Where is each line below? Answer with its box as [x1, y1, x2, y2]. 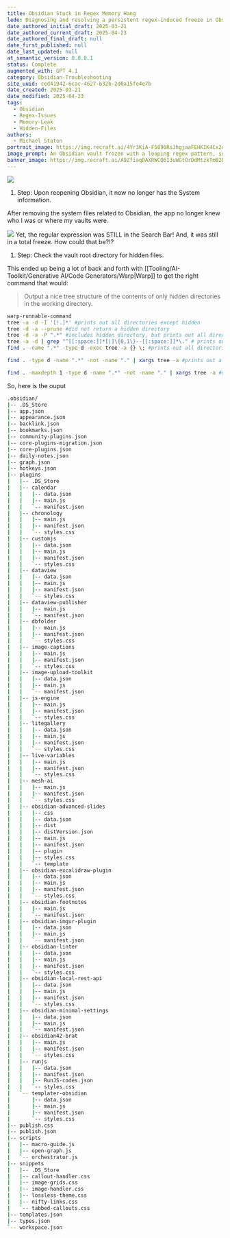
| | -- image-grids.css [7, 1179, 78, 1187]
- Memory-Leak [13, 118, 53, 126]
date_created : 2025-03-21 [7, 86, 81, 93]
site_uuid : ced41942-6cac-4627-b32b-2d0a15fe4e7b [7, 80, 152, 87]
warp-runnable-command [7, 313, 72, 320]
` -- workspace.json [7, 1224, 63, 1231]
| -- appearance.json [7, 414, 66, 421]
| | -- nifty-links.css [7, 1198, 78, 1205]
